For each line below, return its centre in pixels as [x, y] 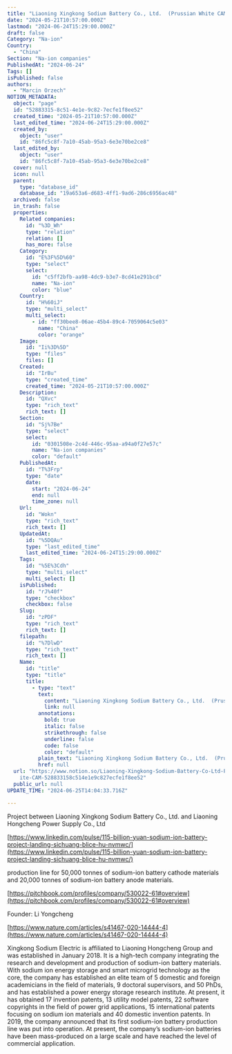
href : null [54, 765]
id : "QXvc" [41, 399]
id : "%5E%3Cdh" [47, 566]
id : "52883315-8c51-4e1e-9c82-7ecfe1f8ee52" [78, 110]
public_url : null [38, 784]
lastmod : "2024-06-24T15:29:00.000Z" [61, 26]
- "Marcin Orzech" [40, 90]
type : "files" [46, 354]
